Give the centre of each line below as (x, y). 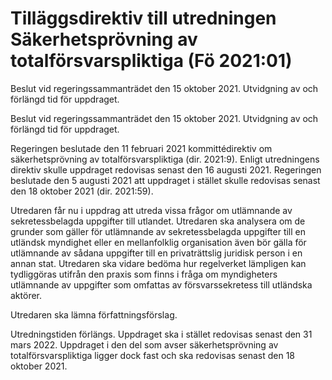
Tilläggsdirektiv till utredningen (143, 18)
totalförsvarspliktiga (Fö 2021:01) (151, 61)
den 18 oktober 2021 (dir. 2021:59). (82, 191)
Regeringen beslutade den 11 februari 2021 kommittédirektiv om (141, 148)
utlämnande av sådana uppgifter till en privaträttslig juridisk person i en (156, 253)
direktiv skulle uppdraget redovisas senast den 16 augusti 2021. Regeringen (166, 169)
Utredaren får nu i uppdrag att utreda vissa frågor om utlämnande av (151, 210)
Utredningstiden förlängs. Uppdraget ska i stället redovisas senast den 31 (161, 334)
